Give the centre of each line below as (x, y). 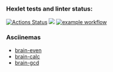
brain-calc (27, 56)
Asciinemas (24, 37)
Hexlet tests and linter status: (49, 9)
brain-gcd (27, 63)
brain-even (28, 50)
